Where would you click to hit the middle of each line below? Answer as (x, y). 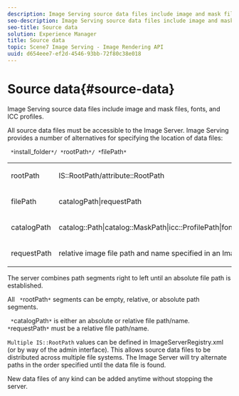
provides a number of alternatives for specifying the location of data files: (115, 138)
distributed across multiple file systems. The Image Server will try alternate (117, 357)
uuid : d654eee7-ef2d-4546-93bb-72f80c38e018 (74, 54)
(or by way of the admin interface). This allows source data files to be (109, 350)
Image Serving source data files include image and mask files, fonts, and (114, 108)
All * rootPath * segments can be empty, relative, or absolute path (104, 299)
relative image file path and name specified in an (139, 253)
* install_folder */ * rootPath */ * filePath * (68, 151)
